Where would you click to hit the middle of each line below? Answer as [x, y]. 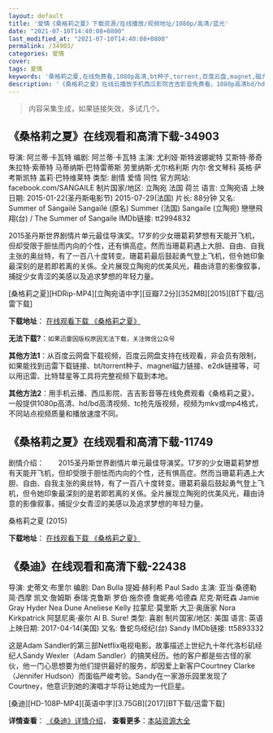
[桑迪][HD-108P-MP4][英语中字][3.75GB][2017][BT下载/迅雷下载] [117, 703]
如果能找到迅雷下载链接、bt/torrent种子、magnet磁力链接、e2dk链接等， [131, 366]
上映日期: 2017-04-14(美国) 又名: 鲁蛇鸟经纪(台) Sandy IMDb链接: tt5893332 [136, 628]
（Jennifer [26, 675]
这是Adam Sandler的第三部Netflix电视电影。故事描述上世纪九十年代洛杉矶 [132, 645]
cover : [19, 62]
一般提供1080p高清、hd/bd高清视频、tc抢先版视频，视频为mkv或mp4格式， [135, 404]
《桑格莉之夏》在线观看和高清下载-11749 [111, 441]
